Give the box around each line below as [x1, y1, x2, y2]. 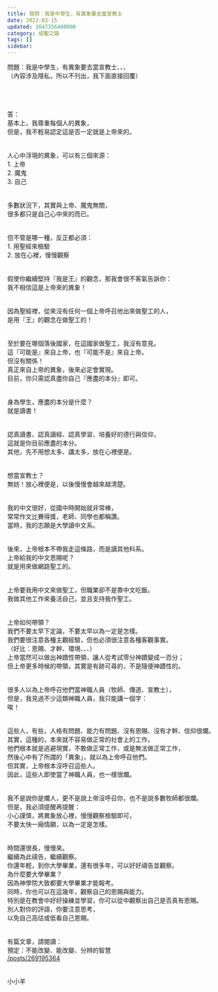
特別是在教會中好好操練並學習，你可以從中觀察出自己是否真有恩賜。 [7, 896, 203, 905]
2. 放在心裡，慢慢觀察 [7, 251, 70, 259]
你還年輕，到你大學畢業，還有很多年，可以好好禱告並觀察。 [7, 861, 178, 870]
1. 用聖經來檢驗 [7, 242, 50, 250]
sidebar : [7, 43, 33, 50]
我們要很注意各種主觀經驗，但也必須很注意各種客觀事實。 [7, 636, 172, 644]
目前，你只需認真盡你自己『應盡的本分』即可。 [7, 374, 141, 382]
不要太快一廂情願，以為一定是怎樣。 [7, 820, 111, 828]
